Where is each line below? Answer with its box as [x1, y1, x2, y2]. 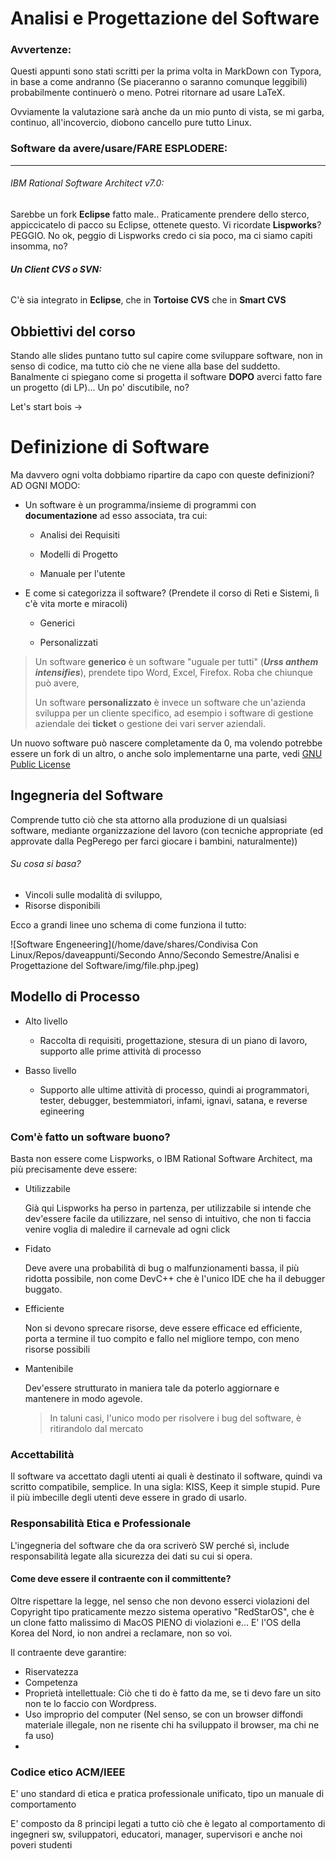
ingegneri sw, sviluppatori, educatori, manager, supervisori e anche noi [10, 1828, 303, 1841]
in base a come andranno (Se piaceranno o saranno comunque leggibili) [10, 76, 308, 88]
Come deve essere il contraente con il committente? [10, 1573, 232, 1585]
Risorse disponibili [24, 899, 101, 911]
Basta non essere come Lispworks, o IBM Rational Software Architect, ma [10, 1153, 313, 1165]
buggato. [24, 1283, 63, 1296]
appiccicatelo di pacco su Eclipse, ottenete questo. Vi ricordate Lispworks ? [10, 218, 322, 231]
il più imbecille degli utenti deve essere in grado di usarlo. [10, 1492, 248, 1504]
